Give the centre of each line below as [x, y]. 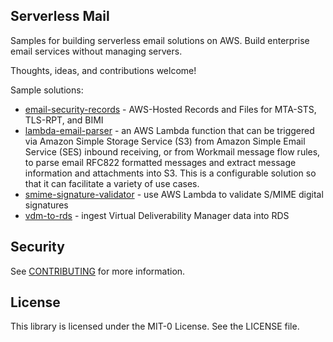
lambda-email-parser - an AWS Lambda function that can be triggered [169, 130]
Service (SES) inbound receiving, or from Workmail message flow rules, [172, 151]
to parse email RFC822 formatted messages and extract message [160, 162]
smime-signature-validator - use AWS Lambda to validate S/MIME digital [174, 194]
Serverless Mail [60, 16]
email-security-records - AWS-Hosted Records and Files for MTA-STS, [170, 109]
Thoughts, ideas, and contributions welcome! [103, 70]
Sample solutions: [47, 90]
